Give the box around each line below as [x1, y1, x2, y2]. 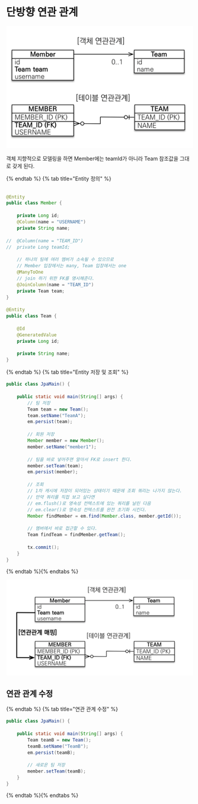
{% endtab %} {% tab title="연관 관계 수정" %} [6, 706, 119, 713]
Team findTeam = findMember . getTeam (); [27, 532, 126, 538]
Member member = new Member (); [27, 438, 105, 444]
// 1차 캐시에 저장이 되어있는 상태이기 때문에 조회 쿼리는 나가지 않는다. [27, 488, 183, 494]
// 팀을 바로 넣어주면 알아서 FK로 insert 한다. [27, 456, 132, 462]
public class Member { [6, 200, 62, 206]
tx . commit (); [27, 544, 60, 550]
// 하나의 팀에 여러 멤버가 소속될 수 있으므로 [17, 256, 114, 262]
